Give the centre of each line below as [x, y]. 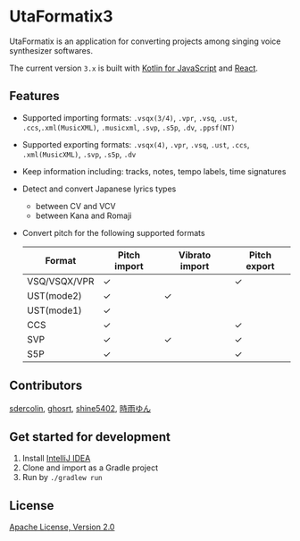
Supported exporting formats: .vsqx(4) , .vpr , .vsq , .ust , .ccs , [136, 144]
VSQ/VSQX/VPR [60, 281]
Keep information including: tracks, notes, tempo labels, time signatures [154, 171]
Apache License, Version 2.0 [62, 527]
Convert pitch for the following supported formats [113, 232]
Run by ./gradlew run [62, 478]
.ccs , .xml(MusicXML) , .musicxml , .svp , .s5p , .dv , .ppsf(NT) [129, 127]
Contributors [46, 386]
